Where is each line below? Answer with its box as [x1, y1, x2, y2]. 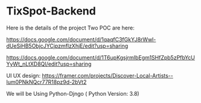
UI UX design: [6, 72, 41, 79]
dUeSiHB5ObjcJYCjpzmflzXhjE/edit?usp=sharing [6, 42, 129, 49]
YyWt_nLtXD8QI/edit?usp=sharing [6, 60, 92, 67]
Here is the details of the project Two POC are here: [6, 24, 135, 31]
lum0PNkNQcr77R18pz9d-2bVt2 [6, 78, 87, 86]
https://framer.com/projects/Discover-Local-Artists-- [42, 72, 174, 79]
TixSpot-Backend [6, 4, 97, 18]
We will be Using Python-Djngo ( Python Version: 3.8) [6, 90, 140, 97]
